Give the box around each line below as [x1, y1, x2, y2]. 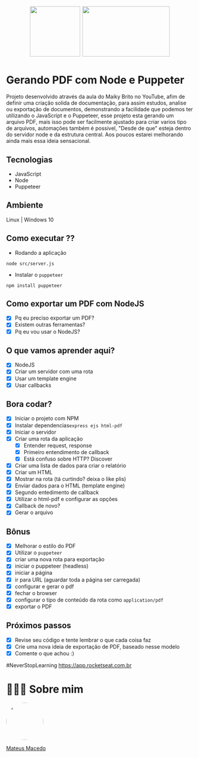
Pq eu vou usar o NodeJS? [14, 328, 80, 335]
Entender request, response [23, 442, 92, 449]
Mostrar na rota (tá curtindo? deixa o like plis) [14, 476, 127, 482]
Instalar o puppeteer [14, 271, 64, 278]
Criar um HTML [14, 468, 53, 476]
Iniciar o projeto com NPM [14, 415, 79, 422]
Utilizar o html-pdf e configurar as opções [14, 496, 118, 503]
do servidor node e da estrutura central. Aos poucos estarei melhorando [6, 131, 184, 138]
